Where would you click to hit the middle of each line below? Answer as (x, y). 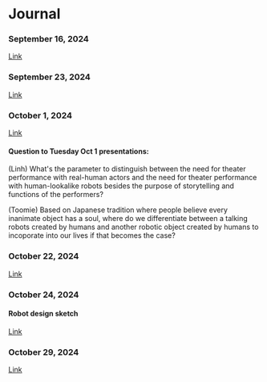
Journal (34, 14)
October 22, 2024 (44, 256)
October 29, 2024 (44, 352)
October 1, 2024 (40, 115)
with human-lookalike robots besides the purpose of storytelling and (121, 186)
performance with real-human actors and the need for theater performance (133, 178)
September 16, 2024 (49, 39)
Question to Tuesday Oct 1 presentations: (79, 151)
